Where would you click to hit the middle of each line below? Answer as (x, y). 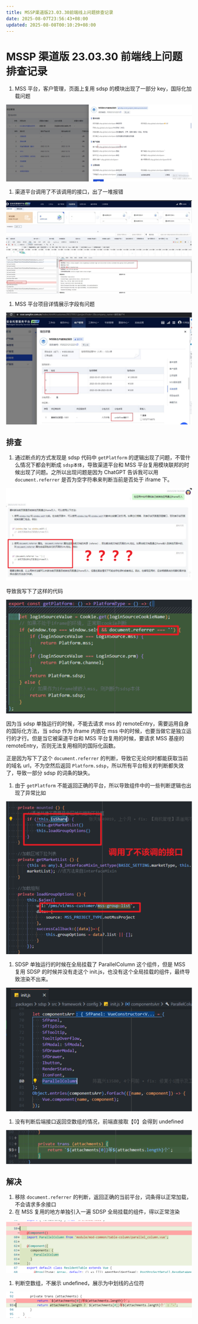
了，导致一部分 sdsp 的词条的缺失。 (49, 773)
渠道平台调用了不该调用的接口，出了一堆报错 (69, 192)
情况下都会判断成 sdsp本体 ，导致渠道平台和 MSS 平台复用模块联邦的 (102, 465)
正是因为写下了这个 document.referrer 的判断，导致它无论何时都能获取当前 (97, 758)
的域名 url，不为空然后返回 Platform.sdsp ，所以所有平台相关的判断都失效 (95, 765)
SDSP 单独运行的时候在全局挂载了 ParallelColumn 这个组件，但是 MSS (100, 964)
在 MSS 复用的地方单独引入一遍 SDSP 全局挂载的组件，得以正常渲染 (97, 1212)
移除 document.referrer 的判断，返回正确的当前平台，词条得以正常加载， (103, 1197)
